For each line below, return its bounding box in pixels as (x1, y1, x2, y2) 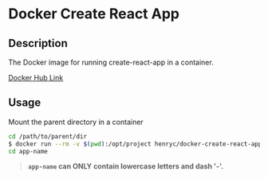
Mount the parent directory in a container (8, 117, 144, 126)
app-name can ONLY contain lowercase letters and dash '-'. (27, 161, 224, 171)
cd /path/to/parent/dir (8, 132, 88, 140)
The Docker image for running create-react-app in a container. (8, 57, 214, 67)
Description (8, 37, 68, 50)
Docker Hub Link (8, 73, 64, 82)
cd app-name (8, 147, 48, 155)
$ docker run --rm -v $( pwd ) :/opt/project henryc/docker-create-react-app (8, 140, 262, 148)
